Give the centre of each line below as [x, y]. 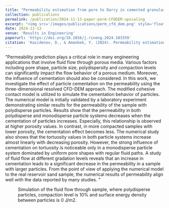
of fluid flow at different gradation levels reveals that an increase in [74, 158]
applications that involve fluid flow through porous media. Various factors [81, 62]
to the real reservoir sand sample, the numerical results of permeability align [84, 174]
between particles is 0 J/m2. [47, 200]
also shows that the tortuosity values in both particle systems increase [78, 137]
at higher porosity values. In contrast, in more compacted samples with [79, 126]
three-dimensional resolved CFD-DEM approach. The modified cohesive [80, 89]
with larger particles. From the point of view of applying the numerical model [84, 169]
